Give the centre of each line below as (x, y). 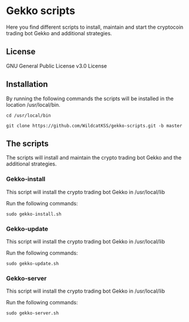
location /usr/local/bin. (33, 104)
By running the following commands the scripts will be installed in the (90, 99)
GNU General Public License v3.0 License (57, 66)
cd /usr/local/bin (28, 116)
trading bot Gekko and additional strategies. (59, 33)
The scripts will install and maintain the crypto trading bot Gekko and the (94, 158)
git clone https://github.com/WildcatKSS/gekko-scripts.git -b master (94, 126)
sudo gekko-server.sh (33, 313)
